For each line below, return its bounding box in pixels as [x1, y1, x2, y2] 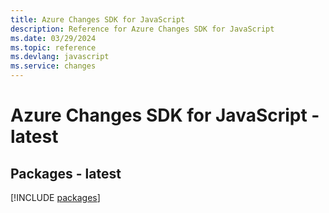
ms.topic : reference [10, 42, 97, 53]
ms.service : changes [10, 61, 97, 71]
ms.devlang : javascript [10, 52, 110, 62]
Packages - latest [10, 165, 122, 182]
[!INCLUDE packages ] [10, 192, 101, 203]
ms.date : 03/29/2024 [10, 33, 97, 43]
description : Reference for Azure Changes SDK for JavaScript [10, 24, 275, 34]
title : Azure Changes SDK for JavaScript [10, 14, 186, 25]
